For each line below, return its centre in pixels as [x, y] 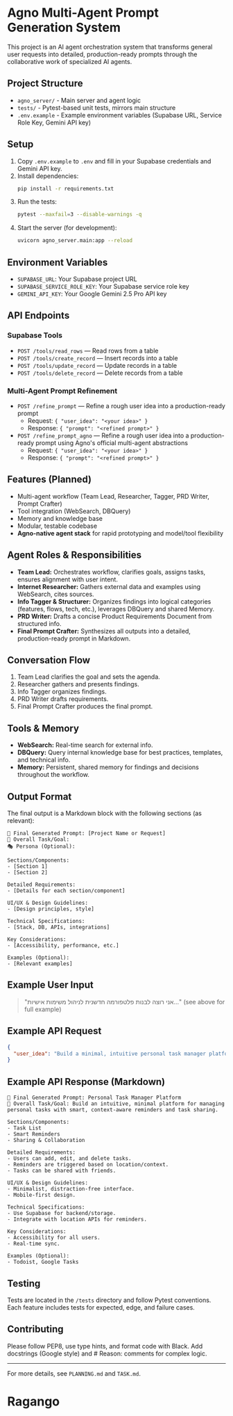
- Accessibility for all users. [54, 1238]
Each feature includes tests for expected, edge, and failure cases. [101, 1307]
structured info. [39, 623]
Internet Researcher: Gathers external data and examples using [109, 586]
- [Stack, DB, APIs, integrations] [59, 927]
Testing [24, 1284]
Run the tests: [37, 202]
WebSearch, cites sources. [56, 594]
